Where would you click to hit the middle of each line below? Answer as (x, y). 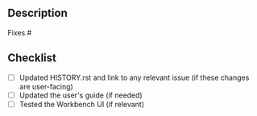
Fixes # (20, 32)
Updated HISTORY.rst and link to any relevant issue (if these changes (134, 77)
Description (37, 13)
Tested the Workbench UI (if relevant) (82, 104)
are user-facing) (46, 86)
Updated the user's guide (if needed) (81, 95)
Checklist (32, 58)
